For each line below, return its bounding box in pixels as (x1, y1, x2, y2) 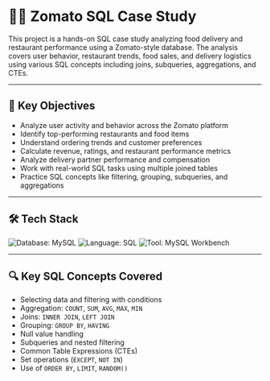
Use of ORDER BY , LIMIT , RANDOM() (19, 363, 129, 373)
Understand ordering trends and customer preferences (19, 137, 202, 147)
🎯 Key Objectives (8, 99, 96, 113)
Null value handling (19, 329, 84, 339)
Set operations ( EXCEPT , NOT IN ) (19, 354, 123, 365)
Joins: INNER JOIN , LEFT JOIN (19, 312, 115, 321)
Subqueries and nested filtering (19, 338, 125, 347)
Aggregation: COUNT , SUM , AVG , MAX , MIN (19, 304, 143, 313)
